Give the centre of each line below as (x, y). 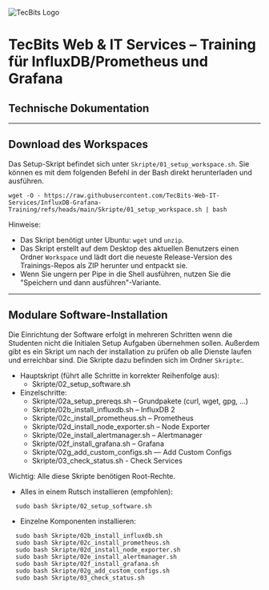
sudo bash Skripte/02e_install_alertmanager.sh (96, 556)
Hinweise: (25, 224)
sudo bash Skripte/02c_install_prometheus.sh (93, 543)
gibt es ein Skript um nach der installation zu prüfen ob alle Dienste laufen (130, 351)
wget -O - (25, 195)
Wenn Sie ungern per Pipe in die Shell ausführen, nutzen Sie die (125, 274)
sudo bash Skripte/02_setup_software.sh (84, 506)
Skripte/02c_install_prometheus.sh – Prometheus (112, 418)
